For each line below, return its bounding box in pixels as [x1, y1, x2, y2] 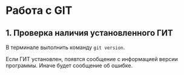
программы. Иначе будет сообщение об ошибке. [5, 62, 133, 69]
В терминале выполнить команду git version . [5, 44, 125, 51]
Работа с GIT [5, 4, 73, 18]
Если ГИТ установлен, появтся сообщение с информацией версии [5, 56, 178, 62]
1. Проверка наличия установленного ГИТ [5, 28, 173, 38]
